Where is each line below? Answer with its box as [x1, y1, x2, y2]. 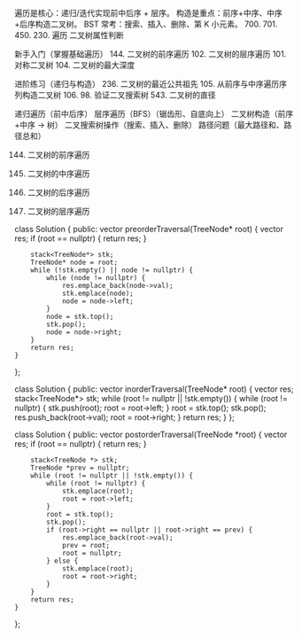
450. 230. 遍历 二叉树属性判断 [14, 30, 125, 40]
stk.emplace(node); [61, 289, 134, 298]
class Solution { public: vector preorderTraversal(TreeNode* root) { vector [14, 224, 284, 234]
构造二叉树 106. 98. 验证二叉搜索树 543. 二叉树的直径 [21, 89, 216, 100]
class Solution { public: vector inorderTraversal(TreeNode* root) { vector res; [14, 384, 294, 394]
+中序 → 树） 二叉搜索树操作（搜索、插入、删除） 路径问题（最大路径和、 [14, 120, 284, 130]
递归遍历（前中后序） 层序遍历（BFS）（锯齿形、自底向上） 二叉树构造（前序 [14, 109, 294, 119]
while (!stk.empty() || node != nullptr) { [30, 266, 194, 275]
